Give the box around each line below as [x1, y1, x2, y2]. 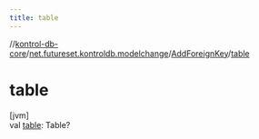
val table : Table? [9, 119, 71, 130]
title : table [9, 13, 59, 23]
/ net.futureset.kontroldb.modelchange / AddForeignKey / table [25, 47, 250, 59]
